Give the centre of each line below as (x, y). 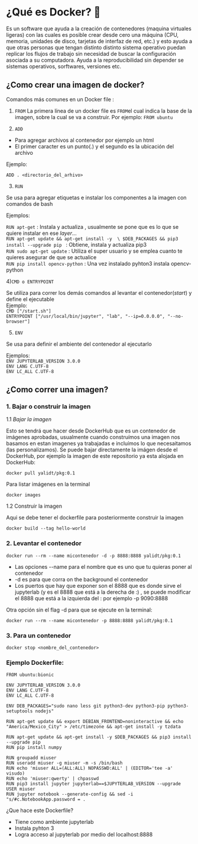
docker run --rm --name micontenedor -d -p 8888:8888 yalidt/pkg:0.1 (94, 556)
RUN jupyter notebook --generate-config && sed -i (70, 794)
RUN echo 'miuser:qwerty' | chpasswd (53, 779)
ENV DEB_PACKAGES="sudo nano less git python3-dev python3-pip (86, 706)
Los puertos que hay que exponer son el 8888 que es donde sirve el (98, 585)
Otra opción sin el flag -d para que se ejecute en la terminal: (79, 610)
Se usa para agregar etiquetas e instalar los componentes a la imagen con (97, 198)
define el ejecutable (30, 299)
